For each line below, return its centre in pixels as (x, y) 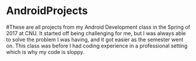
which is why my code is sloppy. (45, 52)
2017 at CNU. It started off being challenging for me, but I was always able (96, 33)
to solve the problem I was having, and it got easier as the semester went (95, 39)
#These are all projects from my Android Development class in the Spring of (98, 27)
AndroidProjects (47, 11)
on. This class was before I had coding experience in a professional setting (97, 46)
